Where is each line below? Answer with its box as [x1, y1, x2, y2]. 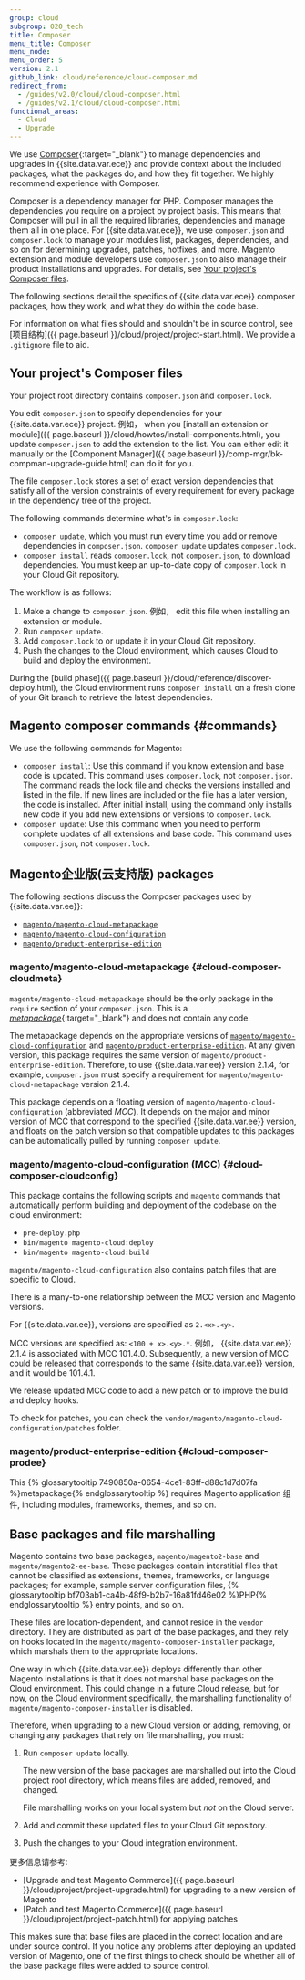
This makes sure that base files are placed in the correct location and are [9, 1932, 284, 1943]
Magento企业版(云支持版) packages [9, 866, 214, 882]
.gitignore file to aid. [9, 340, 90, 350]
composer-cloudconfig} [9, 1169, 119, 1182]
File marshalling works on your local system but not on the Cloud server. [22, 1802, 294, 1813]
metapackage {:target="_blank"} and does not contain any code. [9, 1012, 250, 1023]
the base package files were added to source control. [9, 1960, 210, 1972]
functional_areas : [9, 107, 79, 116]
